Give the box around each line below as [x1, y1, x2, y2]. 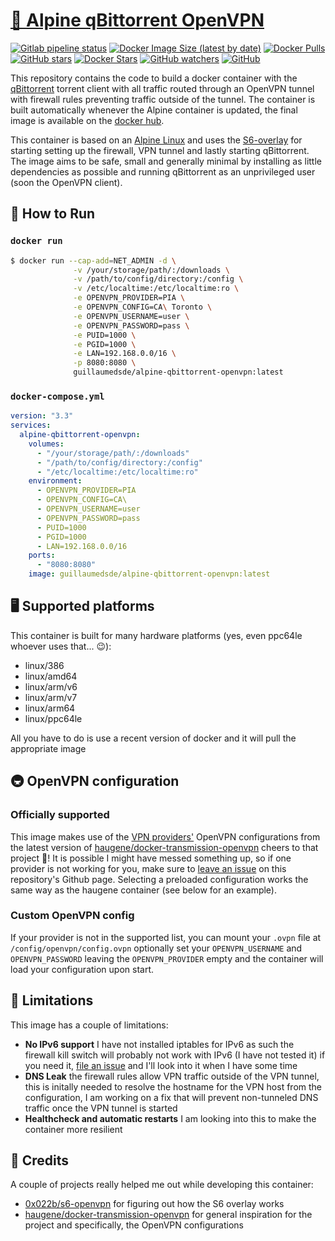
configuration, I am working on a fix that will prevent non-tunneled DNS [24, 1091, 319, 1103]
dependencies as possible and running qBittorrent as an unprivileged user [10, 165, 316, 178]
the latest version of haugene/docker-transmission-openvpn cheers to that [10, 841, 319, 853]
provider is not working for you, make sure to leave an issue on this [10, 862, 287, 874]
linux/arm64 [24, 702, 76, 714]
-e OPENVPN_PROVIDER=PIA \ [73, 293, 186, 303]
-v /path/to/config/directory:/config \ [73, 274, 244, 284]
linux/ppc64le [24, 712, 83, 724]
